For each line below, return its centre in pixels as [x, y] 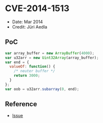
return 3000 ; [27, 76]
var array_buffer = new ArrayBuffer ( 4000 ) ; [50, 53]
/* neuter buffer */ [34, 71]
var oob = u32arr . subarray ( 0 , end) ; [42, 89]
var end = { [17, 62]
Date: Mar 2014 [27, 22]
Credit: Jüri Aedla [30, 27]
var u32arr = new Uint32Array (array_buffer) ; [52, 58]
